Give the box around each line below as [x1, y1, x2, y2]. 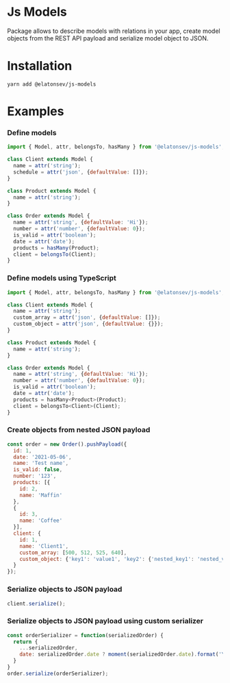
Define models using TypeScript [7, 274, 116, 283]
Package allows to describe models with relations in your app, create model [7, 27, 220, 35]
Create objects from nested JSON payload [7, 425, 151, 435]
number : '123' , [13, 472, 57, 480]
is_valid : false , [13, 466, 63, 473]
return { [13, 638, 38, 645]
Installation [7, 58, 73, 74]
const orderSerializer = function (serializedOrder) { [7, 632, 164, 638]
